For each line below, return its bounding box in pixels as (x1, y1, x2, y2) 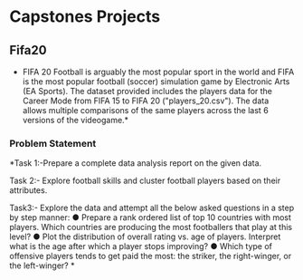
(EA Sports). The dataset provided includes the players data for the (22, 86, 273, 96)
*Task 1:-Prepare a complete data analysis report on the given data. (9, 158, 262, 169)
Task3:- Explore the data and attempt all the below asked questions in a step (9, 202, 295, 214)
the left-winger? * (9, 260, 75, 271)
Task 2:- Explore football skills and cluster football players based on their (9, 175, 281, 187)
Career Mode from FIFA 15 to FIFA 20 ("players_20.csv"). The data (22, 95, 270, 106)
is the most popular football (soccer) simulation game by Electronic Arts (22, 76, 290, 87)
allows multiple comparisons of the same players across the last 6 (22, 105, 269, 115)
